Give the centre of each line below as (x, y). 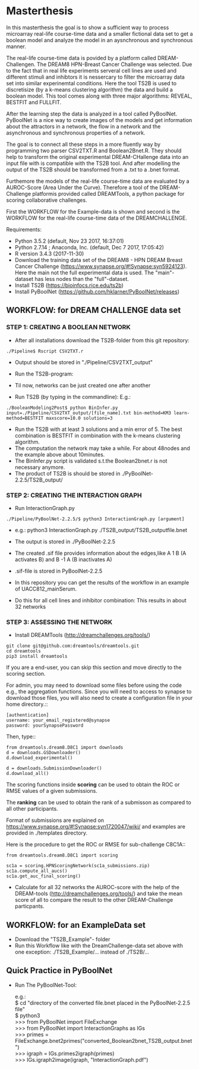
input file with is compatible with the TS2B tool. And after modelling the (93, 163)
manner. (16, 46)
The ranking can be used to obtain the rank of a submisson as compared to (99, 802)
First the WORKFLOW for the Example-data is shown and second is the (93, 211)
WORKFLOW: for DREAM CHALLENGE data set (94, 310)
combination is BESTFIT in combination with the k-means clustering (97, 435)
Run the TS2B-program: (44, 374)
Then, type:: (21, 737)
